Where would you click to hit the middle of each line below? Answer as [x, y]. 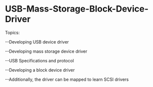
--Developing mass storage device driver [46, 51]
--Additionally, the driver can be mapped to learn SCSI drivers [67, 79]
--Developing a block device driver [40, 70]
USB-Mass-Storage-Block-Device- [77, 9]
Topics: [12, 32]
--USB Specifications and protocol [40, 60]
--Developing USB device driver [37, 42]
